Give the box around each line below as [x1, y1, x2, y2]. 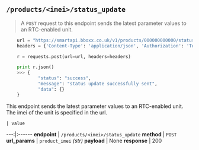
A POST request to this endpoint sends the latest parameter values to [20, 20, 187, 27]
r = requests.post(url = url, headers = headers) [17, 53, 131, 59]
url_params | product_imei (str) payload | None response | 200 [6, 137, 162, 144]
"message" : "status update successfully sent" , [37, 81, 158, 87]
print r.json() [17, 64, 54, 71]
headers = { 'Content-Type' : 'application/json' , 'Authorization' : [17, 43, 184, 49]
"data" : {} [37, 86, 65, 92]
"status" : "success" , [37, 75, 92, 81]
